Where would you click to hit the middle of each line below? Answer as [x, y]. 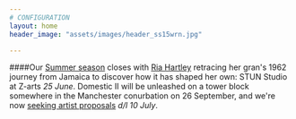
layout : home [34, 26]
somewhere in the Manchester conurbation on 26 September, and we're [143, 96]
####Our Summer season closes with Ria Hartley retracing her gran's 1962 [148, 67]
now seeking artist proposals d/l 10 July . [84, 106]
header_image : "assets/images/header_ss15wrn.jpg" [106, 34]
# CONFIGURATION [39, 17]
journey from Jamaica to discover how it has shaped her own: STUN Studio [148, 77]
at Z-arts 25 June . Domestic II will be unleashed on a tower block [129, 87]
